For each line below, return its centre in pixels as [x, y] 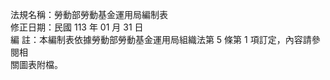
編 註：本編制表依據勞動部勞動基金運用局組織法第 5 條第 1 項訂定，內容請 [161, 39]
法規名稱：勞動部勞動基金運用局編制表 [89, 14]
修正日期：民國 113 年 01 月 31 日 [77, 27]
